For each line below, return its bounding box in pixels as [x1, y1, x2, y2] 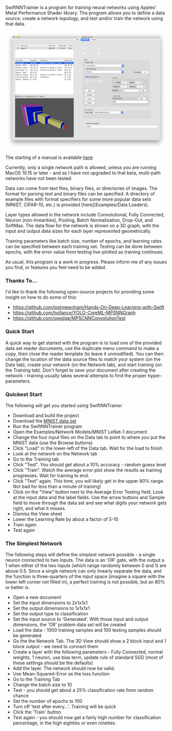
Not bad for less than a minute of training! [12, 483, 101, 490]
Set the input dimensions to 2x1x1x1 [12, 600, 88, 606]
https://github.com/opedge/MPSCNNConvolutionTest [12, 315, 126, 321]
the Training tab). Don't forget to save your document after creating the [5, 367, 156, 373]
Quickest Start [5, 391, 43, 398]
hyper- [147, 372, 162, 378]
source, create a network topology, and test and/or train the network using [5, 15, 163, 21]
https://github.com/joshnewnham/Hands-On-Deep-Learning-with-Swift [12, 304, 165, 310]
